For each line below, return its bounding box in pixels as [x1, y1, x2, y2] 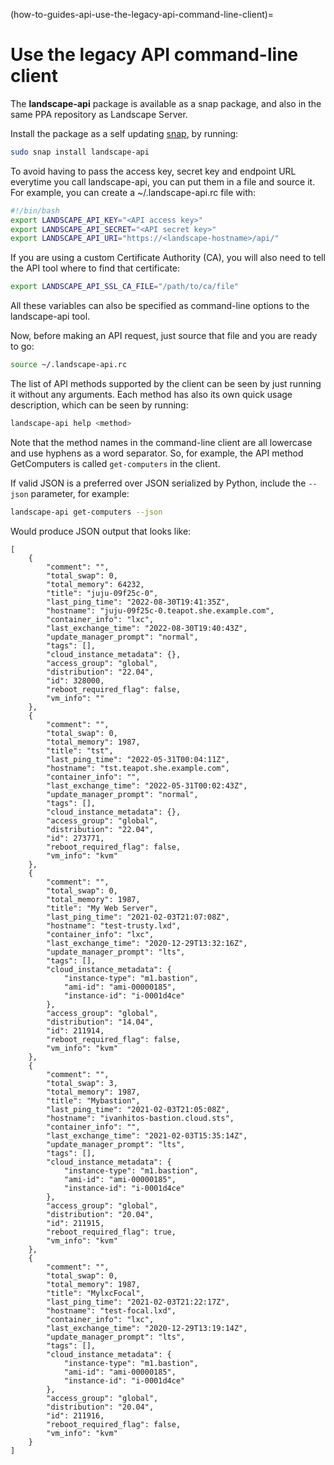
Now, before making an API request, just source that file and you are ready [10, 330, 318, 342]
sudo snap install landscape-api [10, 147, 150, 157]
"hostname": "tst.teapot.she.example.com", [46, 763, 230, 773]
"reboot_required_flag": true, [46, 1227, 177, 1237]
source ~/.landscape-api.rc [10, 360, 128, 370]
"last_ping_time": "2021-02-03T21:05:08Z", [46, 1104, 230, 1114]
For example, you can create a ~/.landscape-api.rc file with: [10, 186, 257, 198]
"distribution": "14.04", [46, 1017, 155, 1027]
